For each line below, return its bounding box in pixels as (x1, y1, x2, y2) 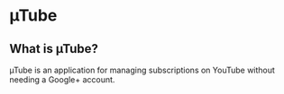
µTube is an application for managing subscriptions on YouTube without (9, 64, 275, 75)
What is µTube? (9, 41, 99, 56)
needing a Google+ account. (9, 74, 115, 85)
